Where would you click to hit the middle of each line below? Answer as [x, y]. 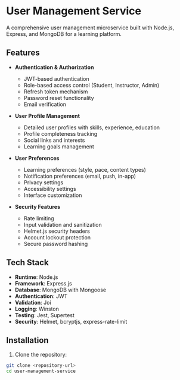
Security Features [38, 206]
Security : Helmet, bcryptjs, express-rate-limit [71, 321]
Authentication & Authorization [54, 67]
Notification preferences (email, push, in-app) [80, 176]
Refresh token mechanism [56, 92]
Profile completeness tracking [60, 133]
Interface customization [53, 195]
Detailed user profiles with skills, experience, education [91, 127]
